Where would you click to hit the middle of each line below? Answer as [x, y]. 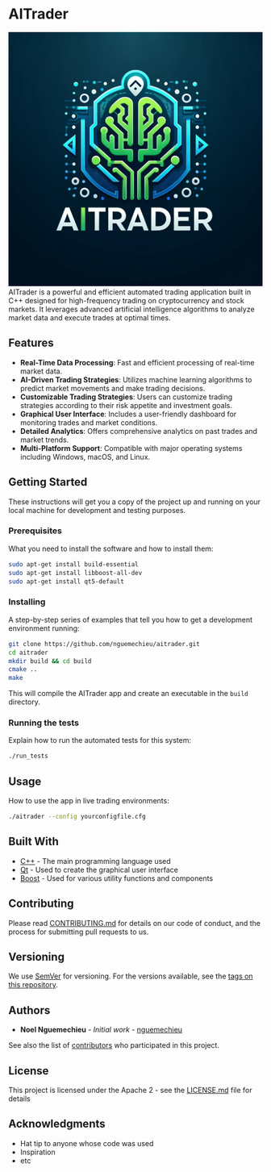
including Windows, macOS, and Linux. [85, 457]
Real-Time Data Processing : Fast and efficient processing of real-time [137, 362]
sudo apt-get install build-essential [73, 564]
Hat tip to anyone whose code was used [87, 1143]
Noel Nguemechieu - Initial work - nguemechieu [101, 1030]
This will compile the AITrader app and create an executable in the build [128, 694]
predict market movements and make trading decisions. [113, 388]
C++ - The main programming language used [95, 861]
